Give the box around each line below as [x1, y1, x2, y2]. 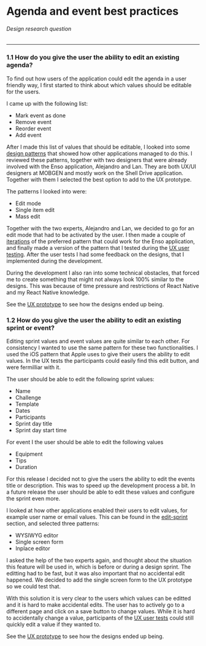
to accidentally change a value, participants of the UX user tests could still [6, 614, 194, 621]
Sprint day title [15, 419, 53, 427]
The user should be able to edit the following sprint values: [6, 375, 154, 383]
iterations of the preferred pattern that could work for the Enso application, [6, 238, 195, 245]
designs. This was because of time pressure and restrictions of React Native [6, 282, 199, 289]
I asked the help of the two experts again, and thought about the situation [6, 556, 192, 564]
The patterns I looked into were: [6, 187, 87, 195]
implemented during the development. [6, 257, 103, 265]
